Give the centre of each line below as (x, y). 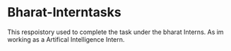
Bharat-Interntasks (64, 12)
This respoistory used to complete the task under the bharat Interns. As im (115, 32)
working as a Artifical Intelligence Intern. (66, 39)
